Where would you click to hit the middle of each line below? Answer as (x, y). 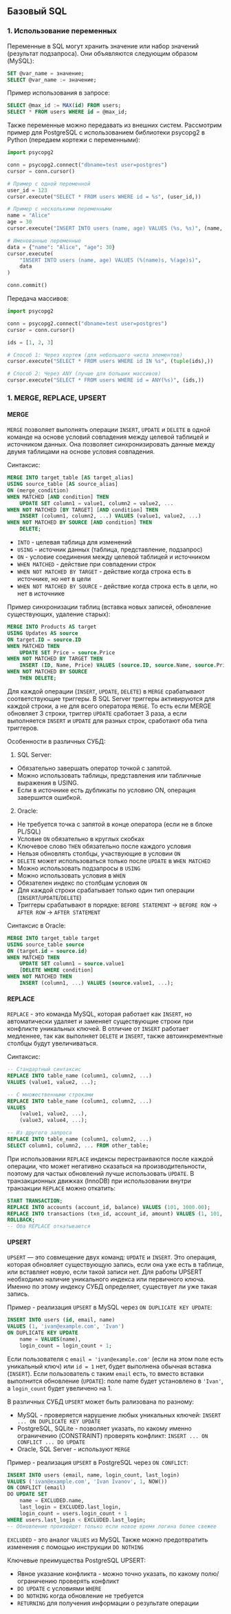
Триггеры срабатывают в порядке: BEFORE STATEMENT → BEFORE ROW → (117, 905)
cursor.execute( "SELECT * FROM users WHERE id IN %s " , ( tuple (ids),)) (110, 362)
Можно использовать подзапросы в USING (79, 868)
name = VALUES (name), (50, 1339)
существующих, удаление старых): (59, 614)
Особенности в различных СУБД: (56, 741)
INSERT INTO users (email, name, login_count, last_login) (93, 1475)
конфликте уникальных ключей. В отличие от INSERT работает (98, 1029)
